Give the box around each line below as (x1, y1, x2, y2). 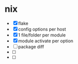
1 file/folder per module (18, 32, 66, 38)
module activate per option (18, 38, 74, 44)
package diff (18, 43, 44, 50)
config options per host (18, 26, 67, 32)
